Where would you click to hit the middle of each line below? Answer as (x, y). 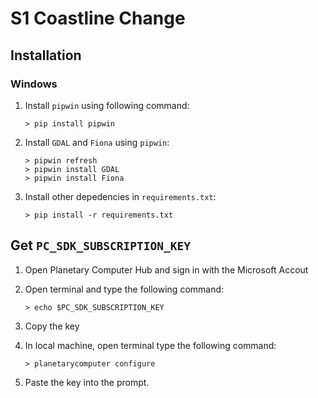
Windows (34, 84)
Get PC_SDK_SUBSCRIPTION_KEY (101, 245)
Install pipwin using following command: (107, 105)
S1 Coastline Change (98, 18)
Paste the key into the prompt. (87, 382)
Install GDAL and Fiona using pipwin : (97, 142)
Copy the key (52, 326)
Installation (46, 55)
